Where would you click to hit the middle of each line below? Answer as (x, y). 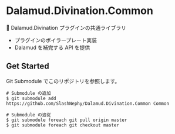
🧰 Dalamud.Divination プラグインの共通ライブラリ (66, 28)
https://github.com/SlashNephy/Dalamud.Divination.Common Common (87, 104)
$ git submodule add (31, 98)
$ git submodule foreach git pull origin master (67, 120)
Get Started (28, 66)
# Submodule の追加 (28, 93)
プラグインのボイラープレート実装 (55, 40)
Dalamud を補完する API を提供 (52, 47)
